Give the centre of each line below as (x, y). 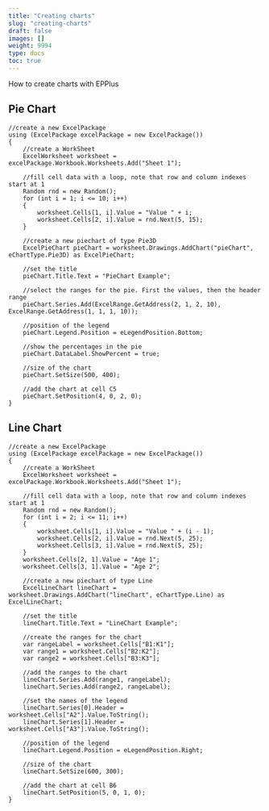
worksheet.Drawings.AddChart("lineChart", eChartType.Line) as (117, 595)
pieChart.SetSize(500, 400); (72, 375)
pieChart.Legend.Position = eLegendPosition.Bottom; (113, 332)
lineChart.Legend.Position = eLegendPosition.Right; (113, 750)
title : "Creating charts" (52, 16)
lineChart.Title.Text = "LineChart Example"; (101, 623)
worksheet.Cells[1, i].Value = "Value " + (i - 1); (126, 531)
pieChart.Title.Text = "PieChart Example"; (97, 276)
